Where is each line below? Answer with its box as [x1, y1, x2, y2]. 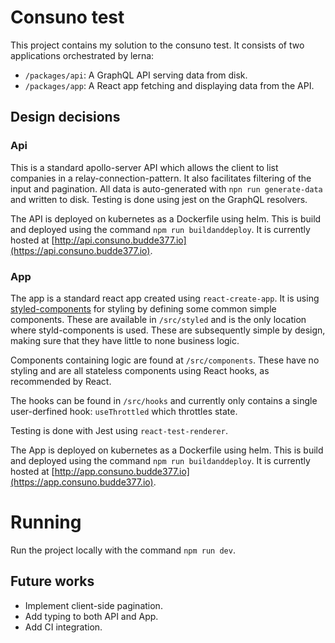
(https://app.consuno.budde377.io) [10, 476, 154, 488]
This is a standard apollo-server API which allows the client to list [10, 161, 279, 173]
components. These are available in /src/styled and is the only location [10, 313, 307, 325]
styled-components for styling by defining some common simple [10, 302, 277, 315]
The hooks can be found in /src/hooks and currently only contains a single [10, 394, 318, 406]
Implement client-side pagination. [24, 599, 163, 611]
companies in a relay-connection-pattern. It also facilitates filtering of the [10, 172, 312, 184]
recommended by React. [10, 375, 112, 387]
